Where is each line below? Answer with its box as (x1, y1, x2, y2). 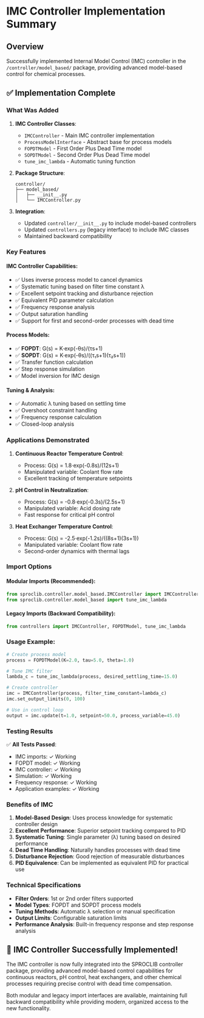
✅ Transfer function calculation (15, 358, 93, 366)
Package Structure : (15, 169, 66, 177)
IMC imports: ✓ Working (15, 753, 76, 760)
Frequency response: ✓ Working (15, 779, 97, 786)
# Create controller (6, 685, 59, 691)
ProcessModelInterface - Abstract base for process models (24, 138, 172, 145)
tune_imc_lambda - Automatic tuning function (24, 157, 135, 165)
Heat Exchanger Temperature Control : (15, 522, 114, 530)
